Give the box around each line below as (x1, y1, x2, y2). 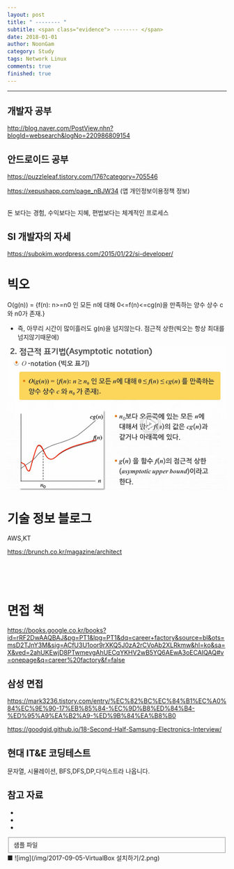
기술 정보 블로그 (7, 510, 92, 526)
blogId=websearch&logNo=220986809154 (7, 131, 131, 140)
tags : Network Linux (7, 56, 68, 63)
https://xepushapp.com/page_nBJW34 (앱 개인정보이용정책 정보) (7, 187, 190, 195)
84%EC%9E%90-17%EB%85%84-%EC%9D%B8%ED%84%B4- (7, 704, 195, 713)
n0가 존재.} (14, 309, 45, 318)
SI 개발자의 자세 (7, 231, 71, 243)
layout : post (7, 11, 45, 18)
